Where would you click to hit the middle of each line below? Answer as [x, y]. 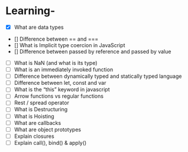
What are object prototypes [47, 129]
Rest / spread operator [41, 103]
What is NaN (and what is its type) [56, 63]
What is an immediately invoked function [64, 70]
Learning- [30, 11]
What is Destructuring [41, 110]
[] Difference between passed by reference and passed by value [93, 52]
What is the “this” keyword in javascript [62, 90]
